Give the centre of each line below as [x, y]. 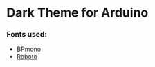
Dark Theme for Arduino [77, 13]
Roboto [27, 57]
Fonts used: [27, 35]
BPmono [29, 49]
